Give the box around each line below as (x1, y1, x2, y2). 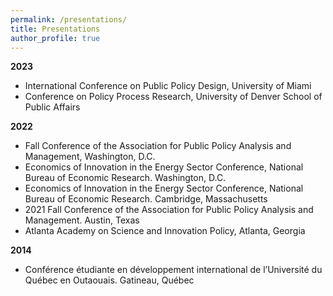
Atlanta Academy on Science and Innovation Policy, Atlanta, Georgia (24, 225, 306, 237)
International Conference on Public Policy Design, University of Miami (24, 80, 312, 92)
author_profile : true (10, 33, 101, 43)
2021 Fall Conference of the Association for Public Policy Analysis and (24, 204, 314, 216)
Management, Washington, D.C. (24, 151, 156, 163)
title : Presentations (10, 24, 101, 34)
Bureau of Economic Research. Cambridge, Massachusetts (24, 193, 268, 205)
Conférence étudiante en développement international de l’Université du (24, 264, 323, 276)
